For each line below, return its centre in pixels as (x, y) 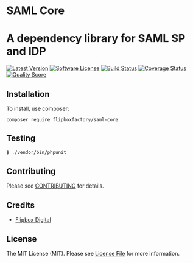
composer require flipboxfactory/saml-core (62, 119)
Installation (28, 94)
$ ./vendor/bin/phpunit (37, 152)
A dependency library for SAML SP (96, 39)
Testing (21, 139)
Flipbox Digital (33, 220)
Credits (21, 205)
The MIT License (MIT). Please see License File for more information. (93, 254)
